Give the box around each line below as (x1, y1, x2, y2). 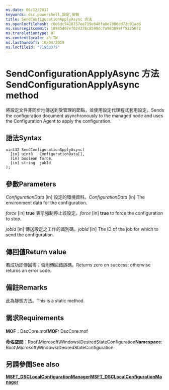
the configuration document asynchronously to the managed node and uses (6, 113, 163, 119)
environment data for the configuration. (6, 200, 88, 206)
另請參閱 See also (6, 360, 60, 369)
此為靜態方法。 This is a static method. (6, 298, 85, 304)
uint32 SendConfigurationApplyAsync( (6, 147, 85, 152)
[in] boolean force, (10, 156, 53, 161)
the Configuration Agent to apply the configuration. (6, 118, 112, 124)
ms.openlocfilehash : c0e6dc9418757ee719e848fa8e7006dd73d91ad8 (6, 21, 141, 27)
